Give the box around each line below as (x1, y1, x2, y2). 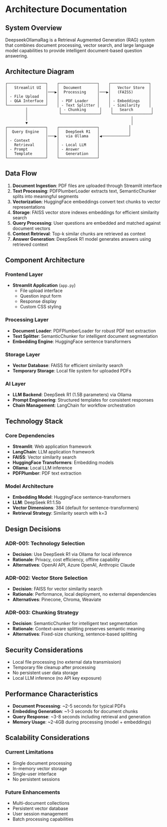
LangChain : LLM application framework (12, 448, 95, 454)
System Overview (5, 24, 62, 32)
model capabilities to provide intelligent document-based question (5, 48, 142, 53)
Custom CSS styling (20, 304, 62, 310)
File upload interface (20, 288, 63, 294)
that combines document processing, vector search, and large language (5, 42, 154, 48)
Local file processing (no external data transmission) (12, 659, 121, 665)
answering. (5, 53, 29, 59)
